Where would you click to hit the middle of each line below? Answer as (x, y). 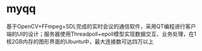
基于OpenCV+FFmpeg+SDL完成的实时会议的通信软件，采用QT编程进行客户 (101, 26)
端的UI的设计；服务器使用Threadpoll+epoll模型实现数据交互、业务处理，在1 (101, 34)
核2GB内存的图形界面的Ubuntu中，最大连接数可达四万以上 (80, 41)
